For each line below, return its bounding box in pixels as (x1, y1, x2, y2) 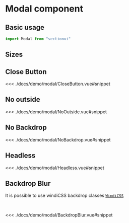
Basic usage (5, 23, 44, 32)
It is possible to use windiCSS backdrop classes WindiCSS (5, 192, 124, 199)
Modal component (5, 3, 84, 15)
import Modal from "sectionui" (5, 36, 71, 41)
